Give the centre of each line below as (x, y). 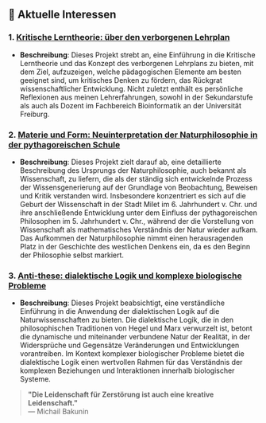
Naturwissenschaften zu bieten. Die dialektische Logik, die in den (127, 320)
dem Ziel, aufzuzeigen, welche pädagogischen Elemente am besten (131, 72)
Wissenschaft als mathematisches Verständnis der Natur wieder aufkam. (139, 229)
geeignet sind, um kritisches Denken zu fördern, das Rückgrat (121, 80)
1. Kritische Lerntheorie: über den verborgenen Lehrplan (119, 37)
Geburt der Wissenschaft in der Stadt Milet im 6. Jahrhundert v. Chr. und (138, 204)
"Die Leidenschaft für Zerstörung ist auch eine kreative (121, 394)
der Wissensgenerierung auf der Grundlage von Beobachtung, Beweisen (139, 187)
